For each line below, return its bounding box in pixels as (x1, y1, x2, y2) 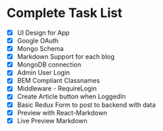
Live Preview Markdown (16, 116, 88, 125)
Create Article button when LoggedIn (16, 92, 126, 101)
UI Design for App (16, 28, 70, 37)
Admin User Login (16, 69, 70, 77)
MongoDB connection (16, 60, 82, 69)
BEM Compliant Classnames (16, 76, 100, 85)
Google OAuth (16, 37, 59, 45)
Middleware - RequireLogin (16, 84, 98, 93)
